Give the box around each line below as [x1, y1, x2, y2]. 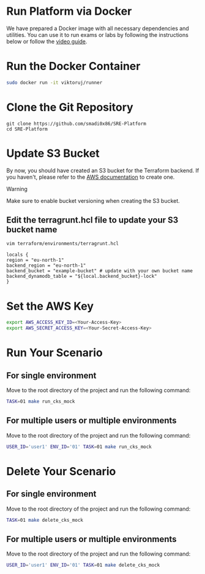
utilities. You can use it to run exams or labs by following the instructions [6, 31, 188, 38]
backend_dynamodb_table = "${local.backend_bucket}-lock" [6, 273, 157, 280]
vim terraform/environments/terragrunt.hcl [6, 241, 119, 247]
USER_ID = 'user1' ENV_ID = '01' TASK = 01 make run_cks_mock [6, 444, 152, 450]
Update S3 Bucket [6, 146, 100, 160]
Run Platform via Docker [6, 4, 132, 18]
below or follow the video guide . [6, 37, 88, 45]
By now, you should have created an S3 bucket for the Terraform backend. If [6, 167, 199, 174]
